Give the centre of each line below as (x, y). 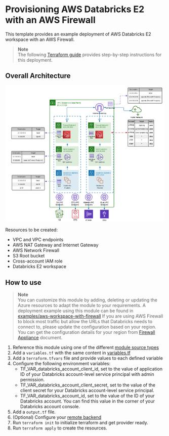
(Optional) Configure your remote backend (57, 417)
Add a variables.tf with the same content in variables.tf (71, 353)
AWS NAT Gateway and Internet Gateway (55, 245)
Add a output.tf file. (34, 412)
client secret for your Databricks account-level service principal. (87, 390)
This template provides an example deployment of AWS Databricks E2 (78, 34)
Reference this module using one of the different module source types (86, 347)
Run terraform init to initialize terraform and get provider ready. (80, 423)
